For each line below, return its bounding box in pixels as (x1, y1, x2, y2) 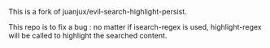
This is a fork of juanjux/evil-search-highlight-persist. (8, 7, 187, 16)
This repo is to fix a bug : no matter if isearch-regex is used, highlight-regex (8, 22, 262, 31)
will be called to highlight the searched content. (8, 31, 168, 40)
